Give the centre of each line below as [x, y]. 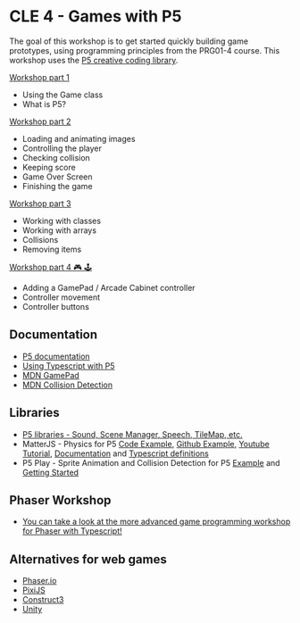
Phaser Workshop [60, 500]
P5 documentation [56, 356]
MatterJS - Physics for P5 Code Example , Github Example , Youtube [146, 444]
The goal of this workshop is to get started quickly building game [129, 41]
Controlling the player [62, 148]
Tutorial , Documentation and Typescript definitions [116, 453]
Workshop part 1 [39, 77]
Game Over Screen [57, 177]
